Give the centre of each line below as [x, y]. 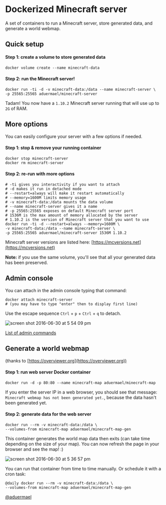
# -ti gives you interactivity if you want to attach [63, 184]
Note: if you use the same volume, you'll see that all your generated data [80, 257]
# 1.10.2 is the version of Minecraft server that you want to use [77, 219]
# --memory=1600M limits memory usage [46, 198]
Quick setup [25, 44]
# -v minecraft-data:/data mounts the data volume [59, 202]
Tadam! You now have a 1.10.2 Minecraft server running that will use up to [82, 103]
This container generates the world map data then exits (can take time [78, 438]
